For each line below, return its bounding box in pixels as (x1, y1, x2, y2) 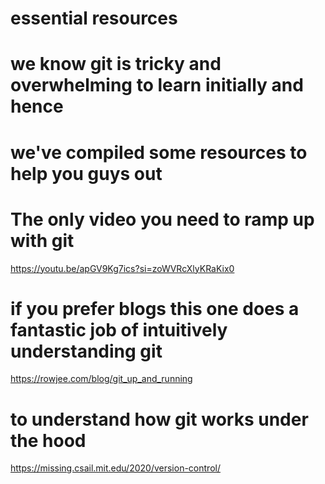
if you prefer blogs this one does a (10, 297, 300, 320)
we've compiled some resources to (10, 141, 308, 164)
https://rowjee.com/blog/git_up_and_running (10, 373, 193, 385)
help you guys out (10, 162, 163, 185)
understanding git (10, 340, 163, 362)
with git (10, 229, 75, 252)
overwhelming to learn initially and (10, 74, 304, 97)
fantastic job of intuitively (10, 318, 228, 341)
